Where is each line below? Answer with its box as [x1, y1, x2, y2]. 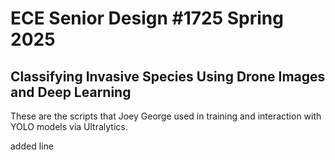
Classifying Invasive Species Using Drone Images [10, 68, 326, 85]
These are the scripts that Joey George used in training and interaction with [10, 110, 322, 122]
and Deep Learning [10, 83, 132, 101]
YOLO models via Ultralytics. [10, 121, 128, 132]
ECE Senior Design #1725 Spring [10, 7, 284, 30]
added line [10, 140, 54, 152]
